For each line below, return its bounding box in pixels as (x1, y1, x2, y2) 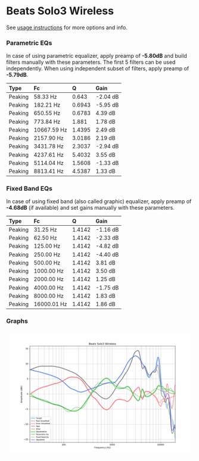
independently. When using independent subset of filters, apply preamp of (6, 65, 189, 72)
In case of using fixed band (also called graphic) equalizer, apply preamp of (6, 198, 192, 205)
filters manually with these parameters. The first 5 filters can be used (6, 58, 176, 66)
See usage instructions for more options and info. (6, 24, 128, 31)
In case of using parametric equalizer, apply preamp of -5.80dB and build (6, 52, 187, 60)
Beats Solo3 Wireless (6, 4, 114, 18)
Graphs (6, 317, 28, 325)
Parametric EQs (6, 39, 52, 47)
